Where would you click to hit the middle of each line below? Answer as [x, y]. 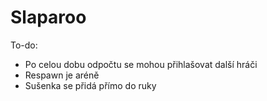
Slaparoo [48, 17]
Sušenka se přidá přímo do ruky [90, 85]
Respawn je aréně [62, 75]
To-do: [24, 45]
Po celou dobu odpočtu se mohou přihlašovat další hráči [141, 64]
